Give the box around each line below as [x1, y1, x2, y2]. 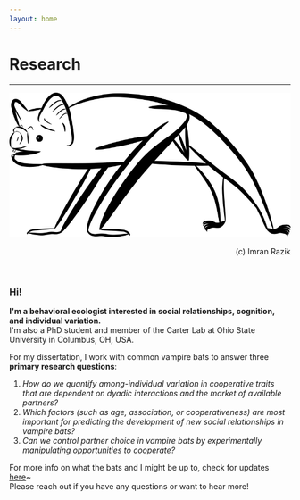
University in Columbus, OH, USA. [9, 334, 135, 345]
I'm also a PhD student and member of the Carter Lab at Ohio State [9, 324, 256, 335]
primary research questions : [9, 361, 118, 371]
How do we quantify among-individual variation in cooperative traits [21, 378, 275, 388]
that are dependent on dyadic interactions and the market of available [21, 387, 282, 398]
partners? [21, 397, 59, 408]
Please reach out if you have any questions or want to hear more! [9, 480, 250, 491]
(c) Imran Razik [235, 246, 291, 256]
